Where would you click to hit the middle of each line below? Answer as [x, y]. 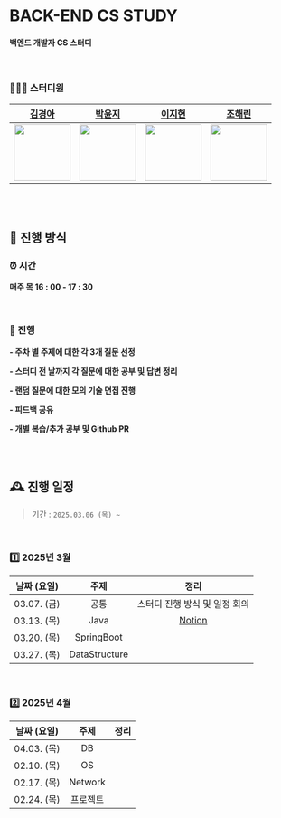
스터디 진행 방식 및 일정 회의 [193, 604]
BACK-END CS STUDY [94, 16]
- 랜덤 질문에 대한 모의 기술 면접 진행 [72, 390]
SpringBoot [99, 637]
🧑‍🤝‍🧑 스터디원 [37, 89]
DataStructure [99, 654]
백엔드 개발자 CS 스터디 [51, 43]
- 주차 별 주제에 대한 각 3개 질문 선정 [72, 352]
